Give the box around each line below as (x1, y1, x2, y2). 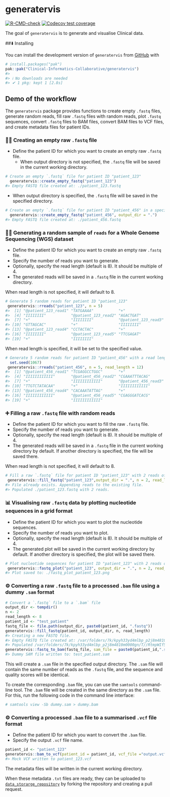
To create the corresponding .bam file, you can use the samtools (5, 682, 138, 688)
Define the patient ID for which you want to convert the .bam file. (12, 732, 147, 738)
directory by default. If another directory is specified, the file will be (12, 448, 153, 454)
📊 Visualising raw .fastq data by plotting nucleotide (5, 499, 137, 506)
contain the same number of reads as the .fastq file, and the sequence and (5, 667, 163, 673)
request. (5, 786, 23, 792)
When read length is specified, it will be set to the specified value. (5, 345, 143, 351)
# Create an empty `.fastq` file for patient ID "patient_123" (5, 174, 142, 179)
